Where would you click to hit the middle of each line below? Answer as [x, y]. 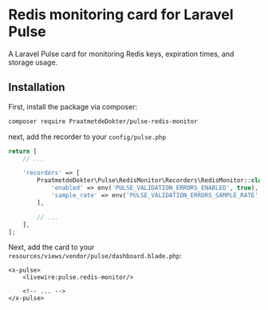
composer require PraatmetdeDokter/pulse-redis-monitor [103, 121]
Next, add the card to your [51, 247]
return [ [23, 151]
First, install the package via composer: [73, 106]
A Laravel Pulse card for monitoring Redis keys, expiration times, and [121, 54]
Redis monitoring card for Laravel [121, 15]
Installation [37, 87]
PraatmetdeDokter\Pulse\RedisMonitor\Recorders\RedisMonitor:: [144, 181]
